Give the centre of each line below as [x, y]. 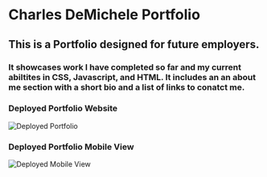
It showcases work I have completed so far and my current [125, 67]
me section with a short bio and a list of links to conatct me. [127, 87]
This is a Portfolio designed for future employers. [134, 44]
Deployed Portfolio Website [63, 108]
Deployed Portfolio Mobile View [71, 147]
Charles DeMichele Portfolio [105, 15]
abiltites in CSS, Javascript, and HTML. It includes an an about [132, 77]
